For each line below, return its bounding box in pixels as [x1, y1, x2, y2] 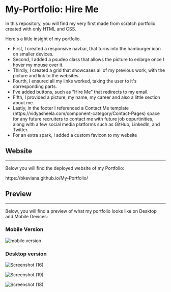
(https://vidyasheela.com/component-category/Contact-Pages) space [12, 110, 160, 116]
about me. [12, 99, 34, 105]
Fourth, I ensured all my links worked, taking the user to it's [12, 78, 137, 84]
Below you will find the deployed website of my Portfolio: [5, 165, 125, 171]
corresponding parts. [12, 83, 58, 90]
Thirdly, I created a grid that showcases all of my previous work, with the [12, 67, 165, 73]
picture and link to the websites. [12, 72, 80, 78]
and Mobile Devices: [5, 213, 48, 219]
